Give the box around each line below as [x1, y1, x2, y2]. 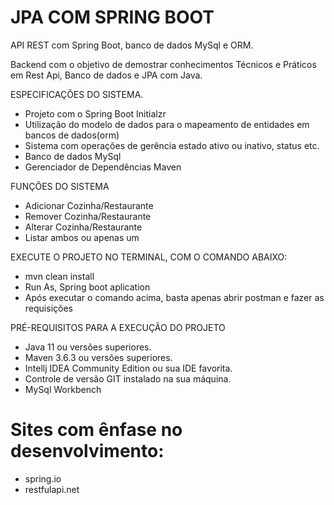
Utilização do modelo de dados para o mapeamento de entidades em [24, 118, 310, 130]
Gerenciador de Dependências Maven [24, 161, 182, 173]
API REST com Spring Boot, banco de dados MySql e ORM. [10, 39, 254, 51]
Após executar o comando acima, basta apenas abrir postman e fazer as [24, 291, 325, 303]
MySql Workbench [24, 383, 102, 395]
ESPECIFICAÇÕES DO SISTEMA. [10, 88, 144, 100]
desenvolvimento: [10, 440, 165, 463]
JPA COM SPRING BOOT [10, 6, 215, 29]
